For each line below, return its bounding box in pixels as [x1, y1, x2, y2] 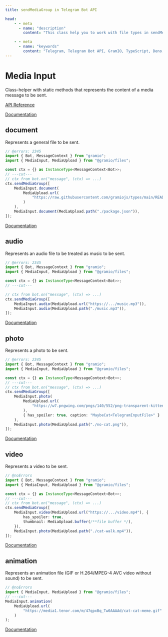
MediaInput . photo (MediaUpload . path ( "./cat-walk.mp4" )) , [14, 528, 133, 533]
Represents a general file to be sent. [5, 139, 80, 145]
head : [5, 16, 16, 21]
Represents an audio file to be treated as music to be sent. [5, 250, 125, 256]
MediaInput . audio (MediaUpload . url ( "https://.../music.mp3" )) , [14, 301, 146, 306]
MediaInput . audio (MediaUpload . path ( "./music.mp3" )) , [14, 306, 126, 311]
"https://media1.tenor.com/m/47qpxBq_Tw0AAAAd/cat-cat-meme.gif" [23, 608, 162, 613]
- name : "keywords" [18, 44, 59, 49]
